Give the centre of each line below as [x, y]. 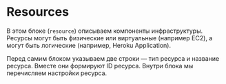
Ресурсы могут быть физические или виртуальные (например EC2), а [110, 38]
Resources [38, 12]
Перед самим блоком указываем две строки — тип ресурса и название [113, 58]
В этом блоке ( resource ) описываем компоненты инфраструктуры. [105, 31]
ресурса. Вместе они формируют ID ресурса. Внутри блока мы [100, 66]
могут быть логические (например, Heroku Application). [89, 45]
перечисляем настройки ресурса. [57, 73]
